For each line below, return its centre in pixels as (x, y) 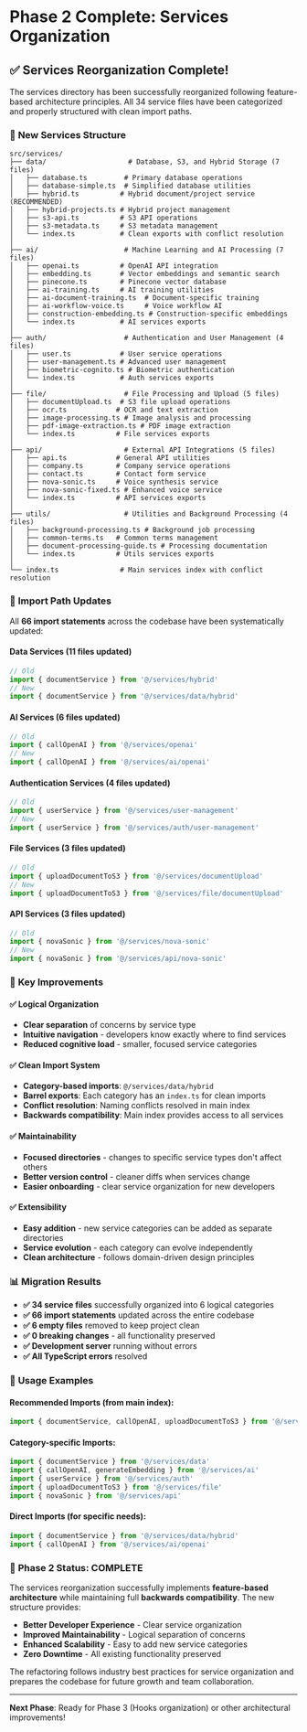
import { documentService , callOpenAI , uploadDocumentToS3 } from (138, 1422)
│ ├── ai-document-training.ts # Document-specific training (134, 298)
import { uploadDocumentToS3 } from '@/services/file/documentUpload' (147, 893)
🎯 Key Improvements (56, 982)
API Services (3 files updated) (68, 914)
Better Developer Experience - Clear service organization (132, 1624)
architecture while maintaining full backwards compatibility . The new (142, 1597)
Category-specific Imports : (63, 1442)
